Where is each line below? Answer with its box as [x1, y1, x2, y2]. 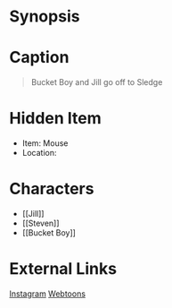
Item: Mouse [21, 138, 69, 149]
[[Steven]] [21, 218, 60, 228]
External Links [9, 259, 118, 279]
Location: [21, 148, 57, 158]
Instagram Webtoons [9, 288, 86, 299]
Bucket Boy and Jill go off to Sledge [30, 77, 163, 88]
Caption [9, 47, 70, 68]
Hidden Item [9, 108, 102, 129]
